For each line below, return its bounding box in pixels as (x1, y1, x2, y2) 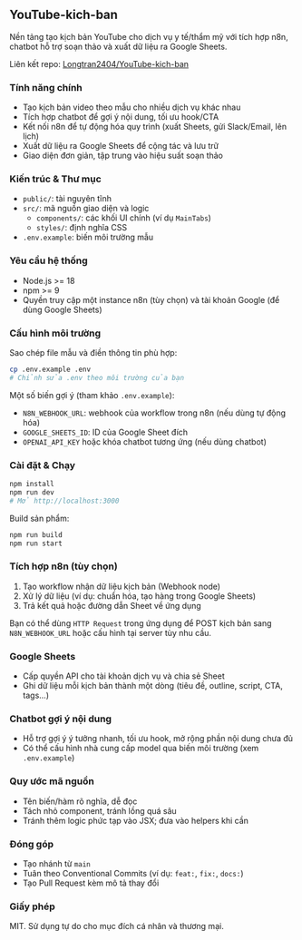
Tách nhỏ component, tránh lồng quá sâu (22, 805, 177, 816)
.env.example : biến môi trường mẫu (22, 231, 154, 243)
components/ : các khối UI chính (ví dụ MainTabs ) (35, 212, 211, 223)
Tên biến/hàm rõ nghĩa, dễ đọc (22, 796, 138, 807)
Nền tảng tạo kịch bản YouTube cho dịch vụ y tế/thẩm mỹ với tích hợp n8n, (9, 31, 288, 42)
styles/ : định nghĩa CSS (35, 222, 128, 233)
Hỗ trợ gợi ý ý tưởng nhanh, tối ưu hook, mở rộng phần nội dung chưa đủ (22, 733, 293, 744)
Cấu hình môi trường (9, 327, 102, 339)
